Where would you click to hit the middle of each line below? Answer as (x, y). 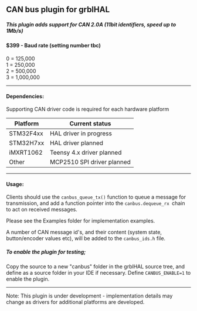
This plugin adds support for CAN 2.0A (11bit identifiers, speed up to (91, 24)
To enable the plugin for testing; (46, 252)
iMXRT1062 (26, 153)
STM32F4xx (26, 134)
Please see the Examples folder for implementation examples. (81, 221)
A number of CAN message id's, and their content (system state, (84, 232)
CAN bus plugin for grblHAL (58, 10)
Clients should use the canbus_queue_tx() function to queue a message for (96, 197)
